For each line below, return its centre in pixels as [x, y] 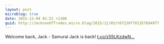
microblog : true [22, 14]
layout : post [18, 9]
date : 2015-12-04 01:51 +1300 [36, 18]
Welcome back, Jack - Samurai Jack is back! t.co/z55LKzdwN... [70, 37]
